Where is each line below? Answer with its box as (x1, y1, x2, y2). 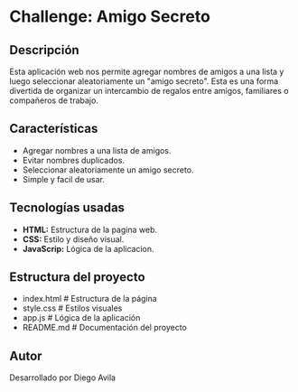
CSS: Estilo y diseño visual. (22, 233, 125, 245)
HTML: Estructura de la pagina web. (22, 224, 158, 235)
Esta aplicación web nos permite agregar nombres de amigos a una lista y (9, 66, 284, 77)
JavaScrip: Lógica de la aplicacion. (22, 243, 155, 254)
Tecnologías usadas (9, 201, 125, 216)
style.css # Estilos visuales (22, 303, 123, 313)
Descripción (9, 42, 79, 58)
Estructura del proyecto (9, 269, 146, 285)
